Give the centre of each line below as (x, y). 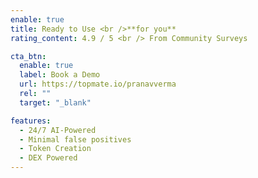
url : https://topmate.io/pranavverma (98, 84)
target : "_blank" (55, 102)
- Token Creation (55, 149)
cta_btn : (28, 56)
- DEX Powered (48, 158)
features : (31, 121)
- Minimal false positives (75, 139)
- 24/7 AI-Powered (58, 130)
